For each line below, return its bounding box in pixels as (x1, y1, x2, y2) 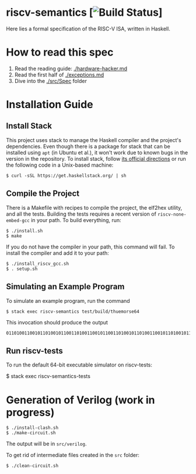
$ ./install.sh (6, 228, 43, 234)
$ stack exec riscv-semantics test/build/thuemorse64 (6, 309, 140, 314)
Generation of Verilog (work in (6, 393, 156, 406)
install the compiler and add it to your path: (6, 249, 109, 257)
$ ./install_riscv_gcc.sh (6, 261, 69, 267)
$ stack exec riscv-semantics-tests (6, 373, 90, 380)
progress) (6, 406, 55, 419)
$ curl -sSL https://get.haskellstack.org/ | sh (6, 172, 127, 178)
